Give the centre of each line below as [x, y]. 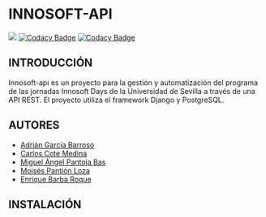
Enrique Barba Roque [56, 179]
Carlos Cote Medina [54, 153]
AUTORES [34, 125]
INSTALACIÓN [45, 204]
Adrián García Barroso [57, 145]
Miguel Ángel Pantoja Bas [63, 162]
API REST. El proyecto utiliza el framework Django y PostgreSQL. [116, 100]
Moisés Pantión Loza [55, 170]
